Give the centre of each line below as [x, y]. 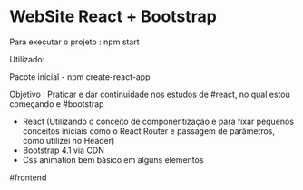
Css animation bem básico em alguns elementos [113, 159]
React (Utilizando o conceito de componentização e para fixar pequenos [158, 121]
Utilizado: [27, 59]
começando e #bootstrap [57, 104]
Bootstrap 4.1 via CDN [63, 150]
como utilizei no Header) [68, 140]
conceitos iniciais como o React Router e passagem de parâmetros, [148, 131]
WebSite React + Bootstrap [113, 17]
